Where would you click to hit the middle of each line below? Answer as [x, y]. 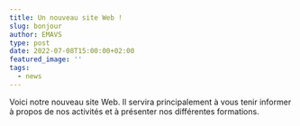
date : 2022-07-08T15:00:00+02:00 [72, 51]
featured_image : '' [46, 59]
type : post [30, 43]
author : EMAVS [36, 34]
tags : [19, 68]
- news [30, 76]
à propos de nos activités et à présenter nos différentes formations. [134, 111]
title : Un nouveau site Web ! [66, 18]
